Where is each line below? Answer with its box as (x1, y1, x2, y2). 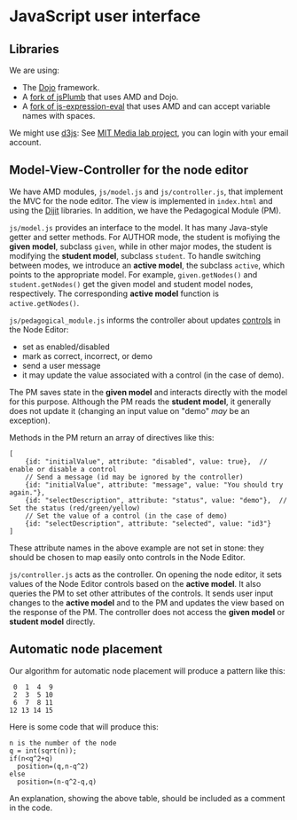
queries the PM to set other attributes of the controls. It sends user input (9, 588, 274, 598)
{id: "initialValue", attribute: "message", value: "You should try (25, 480, 284, 489)
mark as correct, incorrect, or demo (21, 350, 153, 361)
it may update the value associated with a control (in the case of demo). (21, 370, 285, 380)
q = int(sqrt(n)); (9, 746, 77, 755)
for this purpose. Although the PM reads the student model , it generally (9, 396, 272, 407)
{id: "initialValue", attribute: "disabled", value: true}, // (25, 457, 268, 466)
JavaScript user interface (9, 6, 201, 27)
